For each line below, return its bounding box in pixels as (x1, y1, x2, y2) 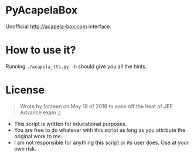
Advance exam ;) (19, 109, 62, 116)
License (5, 83, 45, 97)
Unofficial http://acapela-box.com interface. (5, 23, 112, 30)
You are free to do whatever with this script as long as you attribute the (13, 127, 186, 134)
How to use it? (5, 43, 76, 57)
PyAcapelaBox (5, 4, 77, 17)
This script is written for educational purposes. (13, 120, 127, 127)
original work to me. (13, 132, 63, 139)
